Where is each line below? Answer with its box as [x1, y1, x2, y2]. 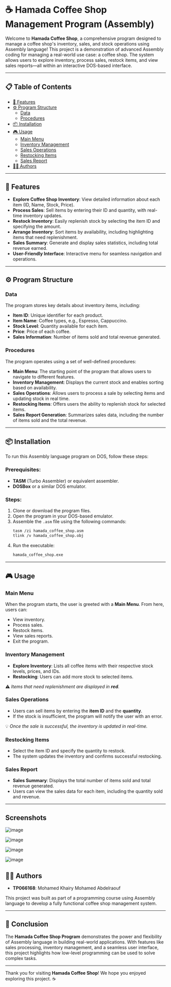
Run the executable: [12, 542, 55, 548]
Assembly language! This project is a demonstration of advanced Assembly [5, 46, 164, 52]
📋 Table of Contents [5, 83, 72, 91]
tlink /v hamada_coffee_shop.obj [12, 533, 84, 538]
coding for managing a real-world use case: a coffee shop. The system [5, 52, 154, 58]
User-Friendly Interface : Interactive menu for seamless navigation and [12, 250, 162, 256]
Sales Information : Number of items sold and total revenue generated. [12, 334, 161, 340]
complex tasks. [5, 955, 37, 961]
